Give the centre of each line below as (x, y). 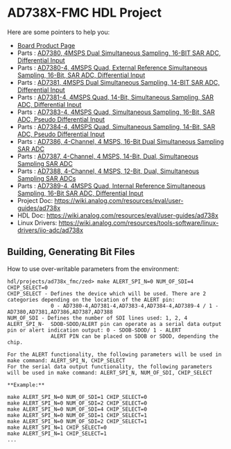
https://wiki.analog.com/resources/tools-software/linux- (139, 222)
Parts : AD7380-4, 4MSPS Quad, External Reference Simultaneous (112, 67)
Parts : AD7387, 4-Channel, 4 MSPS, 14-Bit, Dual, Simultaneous (108, 156)
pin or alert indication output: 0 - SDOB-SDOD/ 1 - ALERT (94, 330)
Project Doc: (35, 200)
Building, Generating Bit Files (71, 252)
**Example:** (26, 385)
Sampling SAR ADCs (46, 178)
